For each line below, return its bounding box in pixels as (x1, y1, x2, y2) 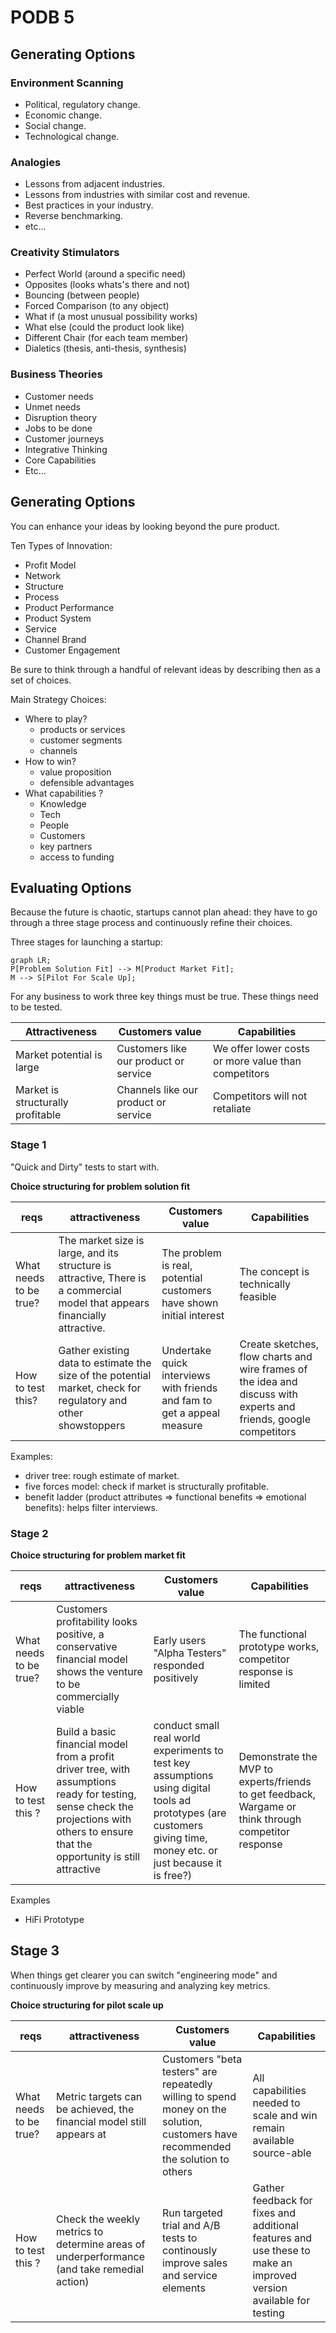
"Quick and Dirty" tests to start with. (10, 1161, 160, 1173)
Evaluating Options (10, 879, 132, 896)
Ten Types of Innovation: (10, 539, 113, 551)
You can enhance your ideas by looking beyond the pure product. (10, 520, 280, 532)
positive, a (56, 1627, 105, 1641)
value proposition (39, 766, 112, 778)
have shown (161, 1296, 219, 1310)
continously (162, 2243, 218, 2257)
